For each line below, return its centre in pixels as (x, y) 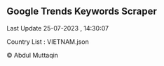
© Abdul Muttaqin (33, 55)
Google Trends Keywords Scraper (82, 11)
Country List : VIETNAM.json (48, 42)
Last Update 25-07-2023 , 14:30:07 (58, 28)
